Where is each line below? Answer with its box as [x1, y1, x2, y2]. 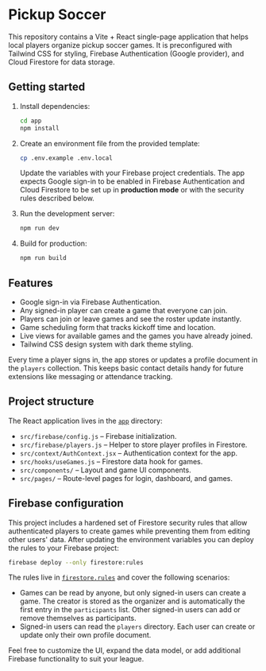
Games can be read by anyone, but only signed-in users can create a [19, 588, 246, 598]
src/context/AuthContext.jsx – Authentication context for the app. [19, 448, 238, 458]
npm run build [19, 254, 67, 262]
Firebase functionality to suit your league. [8, 654, 145, 664]
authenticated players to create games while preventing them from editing [8, 526, 251, 536]
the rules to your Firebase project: [8, 543, 119, 553]
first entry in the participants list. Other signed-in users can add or [19, 605, 241, 615]
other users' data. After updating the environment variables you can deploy [8, 534, 254, 544]
